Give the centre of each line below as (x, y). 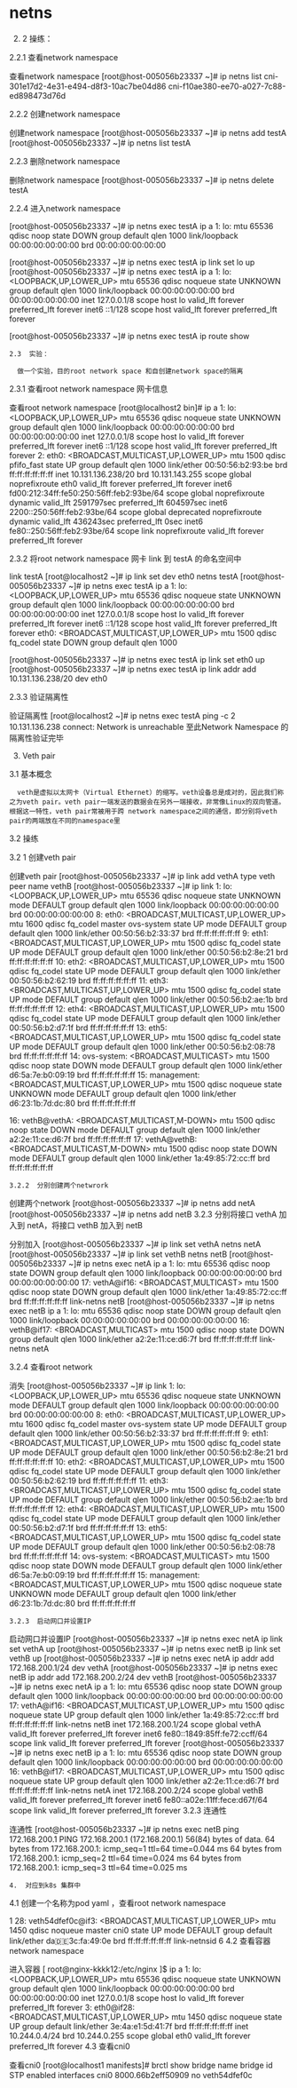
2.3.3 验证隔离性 (39, 696)
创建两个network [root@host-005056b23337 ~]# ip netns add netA (132, 1203)
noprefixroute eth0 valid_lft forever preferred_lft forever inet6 (121, 483)
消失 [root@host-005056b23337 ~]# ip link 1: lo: (98, 1385)
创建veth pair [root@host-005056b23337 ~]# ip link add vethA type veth (142, 876)
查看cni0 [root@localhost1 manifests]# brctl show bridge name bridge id (141, 2065)
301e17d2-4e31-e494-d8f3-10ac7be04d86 (88, 86)
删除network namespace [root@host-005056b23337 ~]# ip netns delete (142, 179)
